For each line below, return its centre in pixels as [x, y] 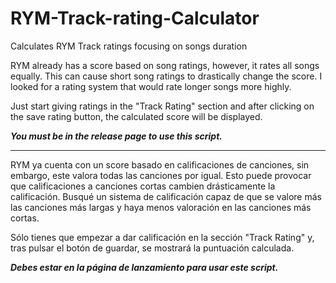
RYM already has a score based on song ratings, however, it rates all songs [165, 65]
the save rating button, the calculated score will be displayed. [136, 116]
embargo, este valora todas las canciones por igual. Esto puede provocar [161, 175]
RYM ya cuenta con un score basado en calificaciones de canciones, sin [160, 164]
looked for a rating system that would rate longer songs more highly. [151, 86]
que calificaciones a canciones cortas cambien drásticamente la [143, 186]
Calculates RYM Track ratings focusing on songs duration [129, 46]
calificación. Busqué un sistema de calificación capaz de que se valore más [166, 196]
